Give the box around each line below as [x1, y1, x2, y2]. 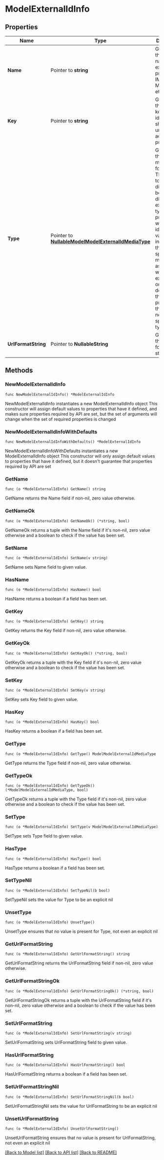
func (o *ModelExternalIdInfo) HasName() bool [5, 587, 102, 592]
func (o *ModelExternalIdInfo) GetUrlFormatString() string [5, 952, 130, 957]
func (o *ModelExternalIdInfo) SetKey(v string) [5, 688, 106, 693]
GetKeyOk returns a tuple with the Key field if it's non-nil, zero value [5, 660, 142, 665]
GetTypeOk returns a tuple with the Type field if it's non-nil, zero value [5, 796, 146, 802]
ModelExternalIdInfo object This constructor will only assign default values [5, 453, 155, 459]
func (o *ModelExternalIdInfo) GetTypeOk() [5, 783, 95, 788]
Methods [5, 366, 33, 375]
